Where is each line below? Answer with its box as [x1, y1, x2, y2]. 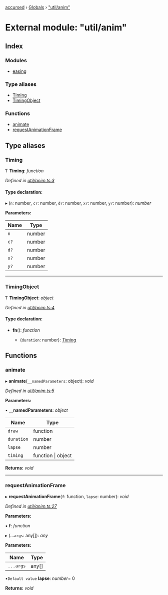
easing [12, 68, 26, 74]
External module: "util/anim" [5, 22, 127, 33]
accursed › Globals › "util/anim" [5, 5, 70, 10]
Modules [5, 57, 27, 64]
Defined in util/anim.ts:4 [5, 304, 55, 310]
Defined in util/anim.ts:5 [5, 388, 54, 394]
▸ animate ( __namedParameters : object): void [5, 378, 94, 384]
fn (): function [12, 327, 40, 333]
